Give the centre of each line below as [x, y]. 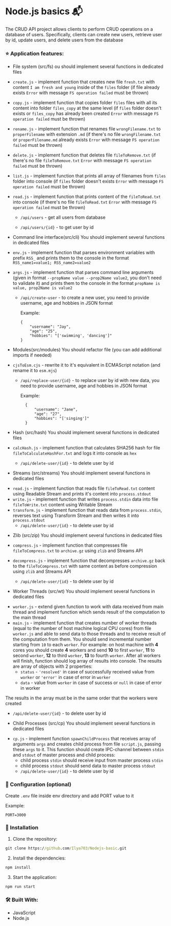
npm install [18, 867]
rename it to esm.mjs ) [35, 371]
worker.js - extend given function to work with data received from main [88, 607]
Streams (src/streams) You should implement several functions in [81, 473]
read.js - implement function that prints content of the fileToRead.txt [87, 197]
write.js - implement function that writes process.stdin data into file [85, 499]
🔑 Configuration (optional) [38, 784]
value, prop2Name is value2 [42, 288]
